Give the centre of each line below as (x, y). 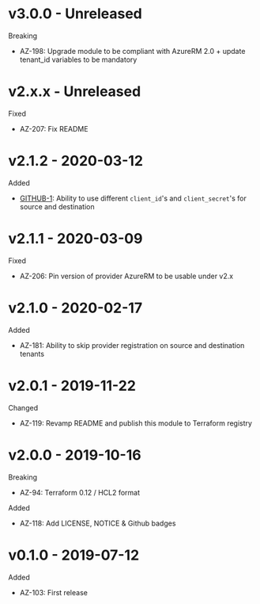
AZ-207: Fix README (54, 128)
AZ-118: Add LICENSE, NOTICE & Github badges (98, 523)
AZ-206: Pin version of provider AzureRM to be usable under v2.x (126, 276)
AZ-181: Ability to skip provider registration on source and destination (132, 345)
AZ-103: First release (54, 592)
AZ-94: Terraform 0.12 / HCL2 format (80, 492)
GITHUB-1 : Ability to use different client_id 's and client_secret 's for (133, 198)
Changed (23, 407)
